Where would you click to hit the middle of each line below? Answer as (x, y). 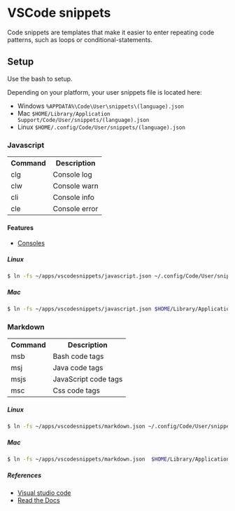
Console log (72, 175)
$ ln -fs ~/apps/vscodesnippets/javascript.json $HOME (89, 309)
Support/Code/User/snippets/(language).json (83, 120)
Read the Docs (39, 500)
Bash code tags (78, 357)
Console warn (76, 186)
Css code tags (76, 390)
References (24, 475)
